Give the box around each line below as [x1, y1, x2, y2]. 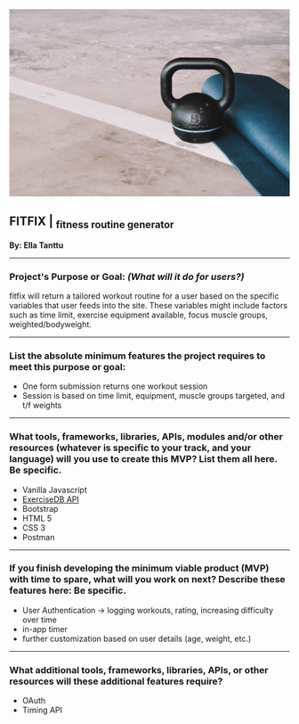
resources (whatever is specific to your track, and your [9, 441, 252, 454]
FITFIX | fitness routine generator [9, 214, 174, 231]
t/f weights [21, 400, 62, 411]
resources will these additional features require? [9, 675, 223, 687]
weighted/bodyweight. [9, 318, 92, 329]
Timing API [21, 704, 63, 716]
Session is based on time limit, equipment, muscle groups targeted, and [21, 391, 285, 401]
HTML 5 [21, 513, 53, 523]
